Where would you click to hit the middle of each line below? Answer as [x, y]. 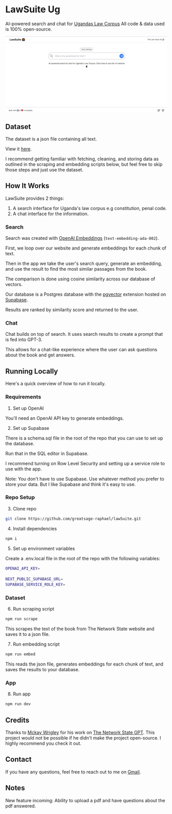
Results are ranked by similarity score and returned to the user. [72, 310]
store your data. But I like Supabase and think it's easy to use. [71, 484]
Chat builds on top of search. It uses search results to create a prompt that [84, 334]
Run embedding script [36, 644]
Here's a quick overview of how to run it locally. [56, 384]
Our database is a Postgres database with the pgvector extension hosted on [86, 294]
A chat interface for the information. [51, 214]
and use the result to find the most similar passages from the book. [76, 269]
